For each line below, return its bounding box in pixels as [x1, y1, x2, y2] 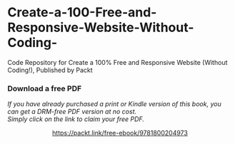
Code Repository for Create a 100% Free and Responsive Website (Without [7, 58, 228, 66]
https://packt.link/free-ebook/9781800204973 [52, 129, 188, 138]
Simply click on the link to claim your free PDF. [7, 115, 145, 123]
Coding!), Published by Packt [7, 66, 93, 74]
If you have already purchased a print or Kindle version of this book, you [7, 100, 221, 108]
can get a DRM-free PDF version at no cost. [7, 108, 137, 116]
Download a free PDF [7, 83, 82, 93]
